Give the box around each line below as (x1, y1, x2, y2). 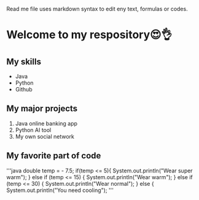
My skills (6, 56, 42, 67)
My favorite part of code (6, 150, 101, 161)
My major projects (6, 104, 78, 114)
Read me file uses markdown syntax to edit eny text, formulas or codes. (6, 6, 189, 12)
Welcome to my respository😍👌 (6, 28, 172, 42)
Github (15, 86, 33, 93)
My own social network (15, 133, 75, 140)
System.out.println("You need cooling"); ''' (6, 187, 114, 194)
